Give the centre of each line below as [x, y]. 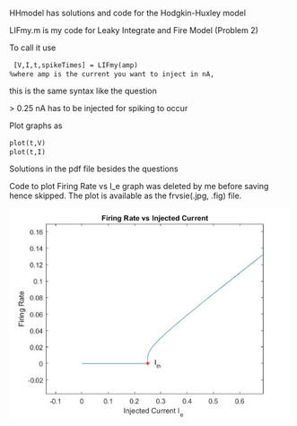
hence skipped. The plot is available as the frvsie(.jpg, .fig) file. [126, 196]
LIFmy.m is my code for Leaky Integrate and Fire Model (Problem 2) [134, 30]
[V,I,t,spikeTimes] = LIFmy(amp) [76, 65]
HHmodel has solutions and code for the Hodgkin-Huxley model [128, 13]
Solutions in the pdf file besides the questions [94, 169]
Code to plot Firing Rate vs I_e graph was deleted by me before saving [139, 186]
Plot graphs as [36, 126]
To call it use [33, 48]
